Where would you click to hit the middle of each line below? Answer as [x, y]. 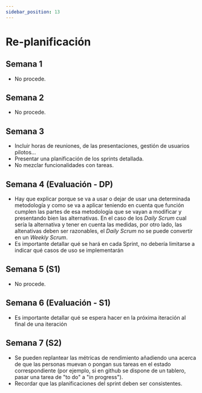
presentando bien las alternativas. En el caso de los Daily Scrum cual [100, 218]
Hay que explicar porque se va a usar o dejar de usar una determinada [102, 199]
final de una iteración [41, 324]
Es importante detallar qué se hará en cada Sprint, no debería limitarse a [104, 244]
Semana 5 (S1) [33, 269]
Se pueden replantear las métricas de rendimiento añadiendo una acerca [105, 357]
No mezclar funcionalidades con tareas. [64, 165]
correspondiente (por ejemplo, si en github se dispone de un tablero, [100, 371]
